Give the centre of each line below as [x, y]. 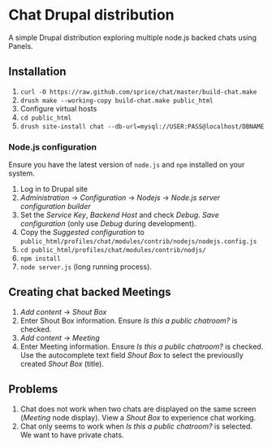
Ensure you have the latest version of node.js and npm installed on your [127, 165]
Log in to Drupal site [54, 189]
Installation [37, 72]
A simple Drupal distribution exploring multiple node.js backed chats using [133, 37]
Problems [33, 389]
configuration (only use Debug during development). [108, 224]
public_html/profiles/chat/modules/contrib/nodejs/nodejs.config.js [138, 241]
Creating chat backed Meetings [90, 292]
